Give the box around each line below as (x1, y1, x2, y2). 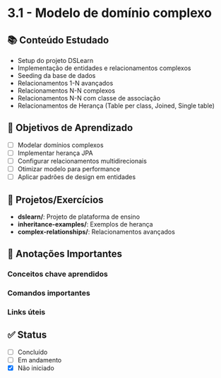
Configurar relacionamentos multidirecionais (17, 156, 147, 165)
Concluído (17, 348, 48, 356)
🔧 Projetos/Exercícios (7, 193, 104, 206)
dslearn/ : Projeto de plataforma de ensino (17, 212, 140, 221)
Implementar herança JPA (17, 149, 93, 157)
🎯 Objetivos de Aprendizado (7, 122, 133, 134)
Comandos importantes (7, 288, 90, 298)
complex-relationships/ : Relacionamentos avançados (17, 227, 175, 236)
